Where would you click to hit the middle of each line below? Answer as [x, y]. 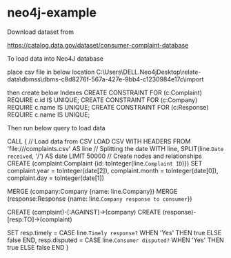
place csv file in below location [51, 72]
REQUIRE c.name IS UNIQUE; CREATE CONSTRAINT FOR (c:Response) [108, 107]
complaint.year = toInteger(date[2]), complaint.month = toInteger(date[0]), [113, 170]
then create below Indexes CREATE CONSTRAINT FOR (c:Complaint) [104, 92]
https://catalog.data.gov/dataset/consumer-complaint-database [98, 45]
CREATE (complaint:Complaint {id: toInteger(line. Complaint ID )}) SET [105, 163]
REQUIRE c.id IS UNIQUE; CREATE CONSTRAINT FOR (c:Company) [102, 100]
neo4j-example [52, 13]
